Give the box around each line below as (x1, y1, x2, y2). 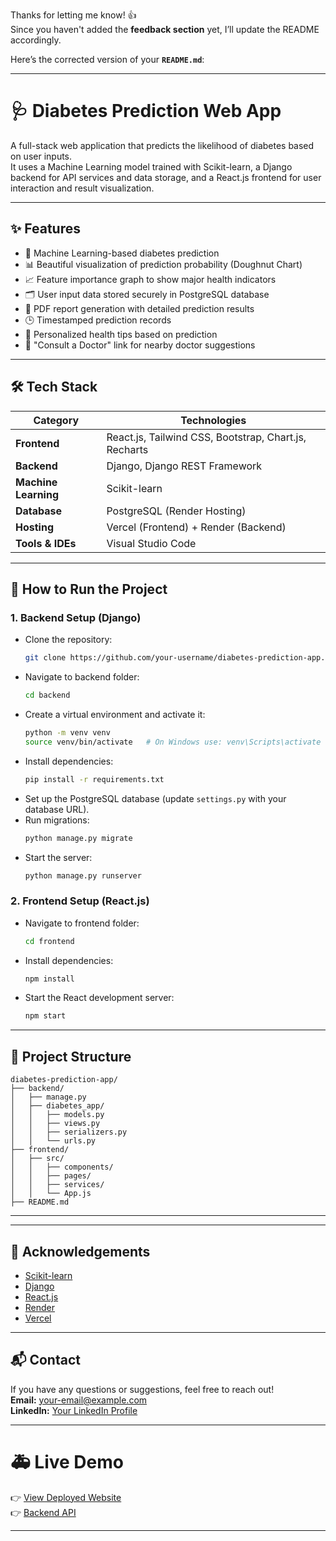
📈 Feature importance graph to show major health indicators (24, 273, 277, 285)
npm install (24, 974, 75, 984)
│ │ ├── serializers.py (10, 1127, 128, 1138)
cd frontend (24, 936, 75, 946)
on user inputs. (10, 150, 73, 162)
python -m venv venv (24, 728, 111, 738)
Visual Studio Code (106, 536, 197, 550)
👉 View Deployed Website (10, 1491, 122, 1503)
